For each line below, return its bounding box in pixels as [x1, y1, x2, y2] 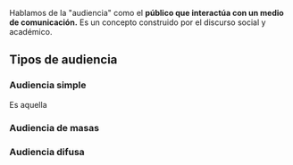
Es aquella [9, 99, 47, 110]
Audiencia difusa [9, 145, 85, 158]
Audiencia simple [9, 79, 87, 92]
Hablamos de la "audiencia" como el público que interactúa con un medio [9, 8, 284, 18]
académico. [9, 27, 53, 37]
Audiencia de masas [9, 121, 100, 134]
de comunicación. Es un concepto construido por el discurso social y [9, 17, 266, 28]
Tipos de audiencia [9, 53, 118, 68]
